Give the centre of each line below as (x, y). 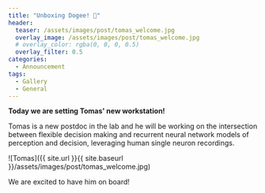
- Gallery (31, 81)
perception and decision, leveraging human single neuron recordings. (121, 143)
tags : (17, 74)
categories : (28, 60)
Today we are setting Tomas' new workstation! (87, 111)
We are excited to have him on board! (69, 182)
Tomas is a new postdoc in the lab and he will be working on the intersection (133, 126)
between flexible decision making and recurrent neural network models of (129, 135)
